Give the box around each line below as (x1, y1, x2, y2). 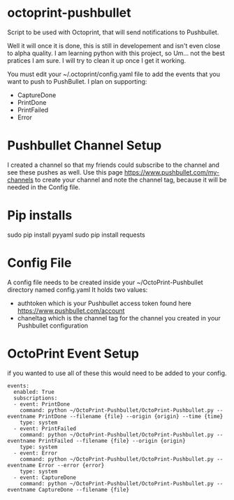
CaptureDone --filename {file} (38, 486, 130, 493)
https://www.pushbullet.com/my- (124, 168, 220, 176)
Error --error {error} (38, 462, 105, 469)
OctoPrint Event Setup (7, 346, 140, 361)
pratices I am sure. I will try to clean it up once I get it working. (7, 56, 187, 64)
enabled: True (13, 388, 54, 395)
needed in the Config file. (7, 183, 80, 191)
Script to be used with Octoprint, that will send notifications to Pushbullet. (7, 28, 219, 36)
